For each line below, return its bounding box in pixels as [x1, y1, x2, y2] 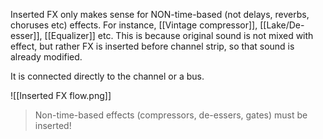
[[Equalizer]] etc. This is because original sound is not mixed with [44, 30, 314, 41]
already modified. [10, 51, 83, 63]
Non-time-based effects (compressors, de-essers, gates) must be [34, 109, 308, 121]
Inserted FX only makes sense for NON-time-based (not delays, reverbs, [10, 9, 310, 20]
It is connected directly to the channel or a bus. [10, 70, 205, 82]
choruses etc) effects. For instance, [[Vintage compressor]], [10, 19, 258, 31]
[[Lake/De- [259, 19, 305, 31]
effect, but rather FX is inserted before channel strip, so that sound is [10, 40, 295, 52]
